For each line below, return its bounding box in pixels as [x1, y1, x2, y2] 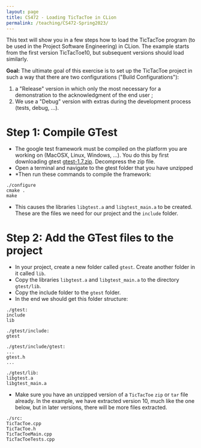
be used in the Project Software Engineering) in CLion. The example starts [6, 43, 190, 50]
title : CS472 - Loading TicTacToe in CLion [6, 14, 117, 20]
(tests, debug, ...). [14, 104, 59, 112]
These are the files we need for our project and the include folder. [14, 210, 179, 217]
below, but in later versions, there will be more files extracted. [14, 404, 167, 411]
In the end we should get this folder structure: [14, 295, 128, 303]
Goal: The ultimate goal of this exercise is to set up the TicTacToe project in [6, 67, 193, 74]
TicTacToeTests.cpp [6, 437, 55, 443]
